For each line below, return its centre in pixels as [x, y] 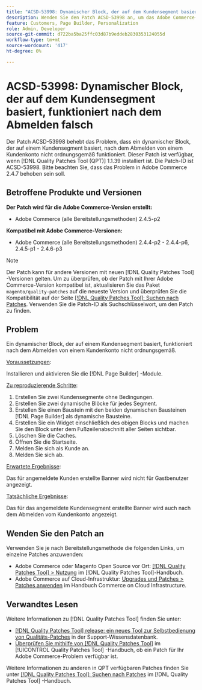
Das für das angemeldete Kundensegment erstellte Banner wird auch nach [99, 508]
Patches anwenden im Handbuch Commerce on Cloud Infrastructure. [101, 586]
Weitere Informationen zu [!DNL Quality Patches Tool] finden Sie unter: [94, 619]
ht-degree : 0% [24, 51]
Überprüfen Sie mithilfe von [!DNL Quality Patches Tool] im [88, 643]
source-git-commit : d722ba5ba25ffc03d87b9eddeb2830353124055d [86, 34]
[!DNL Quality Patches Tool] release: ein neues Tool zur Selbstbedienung [105, 630]
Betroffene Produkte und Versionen [74, 193]
